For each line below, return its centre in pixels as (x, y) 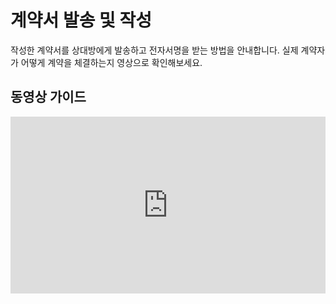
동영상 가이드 (48, 97)
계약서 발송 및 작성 (81, 20)
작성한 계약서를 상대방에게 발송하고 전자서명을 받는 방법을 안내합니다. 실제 (154, 50)
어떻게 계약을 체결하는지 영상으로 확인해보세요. (111, 62)
